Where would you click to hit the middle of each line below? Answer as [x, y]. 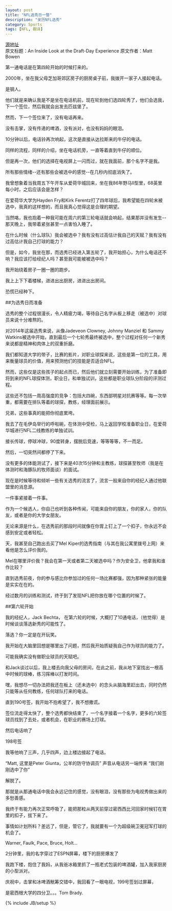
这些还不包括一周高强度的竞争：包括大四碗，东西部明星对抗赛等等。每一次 [84, 396]
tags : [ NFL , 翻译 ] [24, 29]
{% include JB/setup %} [31, 903]
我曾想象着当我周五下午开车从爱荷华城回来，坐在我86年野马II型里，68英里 [84, 183]
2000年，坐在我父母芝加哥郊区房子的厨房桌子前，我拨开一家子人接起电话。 [85, 78]
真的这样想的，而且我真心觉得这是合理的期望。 [72, 207]
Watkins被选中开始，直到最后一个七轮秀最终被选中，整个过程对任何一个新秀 [85, 337]
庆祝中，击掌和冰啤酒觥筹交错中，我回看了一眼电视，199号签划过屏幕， [81, 882]
